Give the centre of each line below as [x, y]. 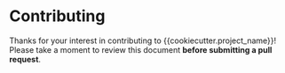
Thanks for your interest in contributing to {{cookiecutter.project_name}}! [143, 40]
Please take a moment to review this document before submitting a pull [141, 49]
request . [25, 59]
